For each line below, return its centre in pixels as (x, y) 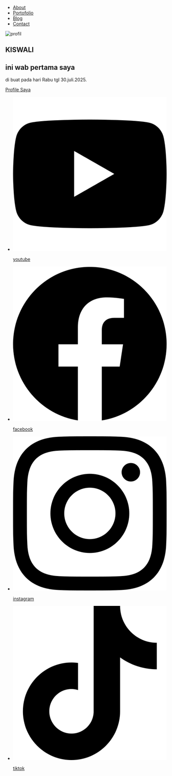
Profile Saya (18, 90)
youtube (21, 260)
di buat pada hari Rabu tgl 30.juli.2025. (46, 80)
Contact (21, 24)
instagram (23, 599)
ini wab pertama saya (40, 67)
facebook (23, 429)
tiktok (18, 768)
